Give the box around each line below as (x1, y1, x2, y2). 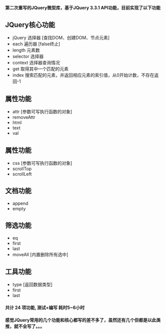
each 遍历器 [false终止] (12, 41, 61, 47)
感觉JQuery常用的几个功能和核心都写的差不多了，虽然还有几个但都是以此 (5, 317, 157, 323)
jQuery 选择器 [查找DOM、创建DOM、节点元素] (12, 35, 110, 41)
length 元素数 (12, 47, 40, 53)
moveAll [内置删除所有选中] (12, 251, 69, 257)
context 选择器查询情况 (12, 60, 60, 66)
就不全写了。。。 (13, 323, 45, 329)
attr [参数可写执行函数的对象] (12, 109, 72, 115)
